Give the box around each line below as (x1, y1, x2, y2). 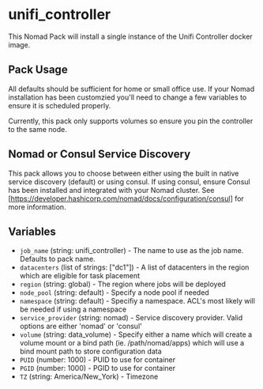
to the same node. (8, 124, 67, 134)
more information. (8, 202, 66, 211)
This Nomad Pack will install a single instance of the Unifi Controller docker (8, 32, 253, 41)
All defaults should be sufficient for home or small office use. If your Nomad (8, 84, 255, 93)
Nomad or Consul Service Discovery (8, 148, 191, 161)
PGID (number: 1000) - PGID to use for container (19, 364, 176, 373)
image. (8, 40, 31, 49)
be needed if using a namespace (19, 304, 127, 314)
